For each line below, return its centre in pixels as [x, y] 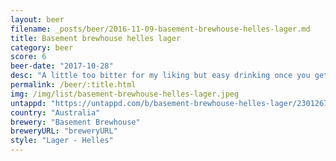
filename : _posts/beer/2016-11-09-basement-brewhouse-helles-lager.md [160, 29]
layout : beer [37, 19]
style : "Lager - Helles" [62, 141]
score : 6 [28, 57]
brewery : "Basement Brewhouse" [75, 122]
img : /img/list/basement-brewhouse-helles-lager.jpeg [125, 94]
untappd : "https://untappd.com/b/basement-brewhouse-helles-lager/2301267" [171, 103]
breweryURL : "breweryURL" [64, 131]
